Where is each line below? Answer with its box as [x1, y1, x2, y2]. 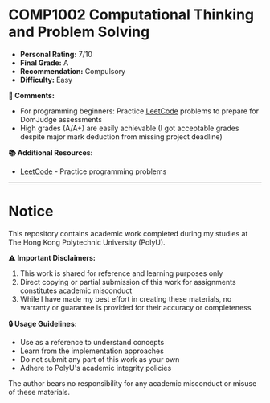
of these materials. [8, 387, 71, 397]
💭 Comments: [8, 90, 55, 100]
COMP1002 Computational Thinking [8, 6, 255, 24]
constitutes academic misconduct [19, 286, 133, 295]
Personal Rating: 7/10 [19, 49, 93, 59]
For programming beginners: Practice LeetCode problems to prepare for [19, 106, 260, 116]
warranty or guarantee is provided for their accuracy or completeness [19, 302, 252, 312]
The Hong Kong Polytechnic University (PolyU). [8, 237, 166, 247]
